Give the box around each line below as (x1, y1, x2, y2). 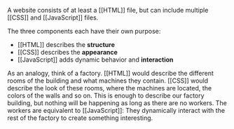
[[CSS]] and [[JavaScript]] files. (7, 13, 99, 22)
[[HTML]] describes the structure (17, 41, 116, 48)
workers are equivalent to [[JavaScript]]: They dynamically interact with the (7, 107, 226, 114)
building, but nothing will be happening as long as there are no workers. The (7, 99, 228, 107)
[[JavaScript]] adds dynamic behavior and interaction (17, 55, 174, 64)
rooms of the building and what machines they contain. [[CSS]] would (7, 76, 209, 85)
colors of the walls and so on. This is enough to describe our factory (7, 91, 205, 100)
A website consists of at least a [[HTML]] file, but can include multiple (7, 6, 209, 14)
